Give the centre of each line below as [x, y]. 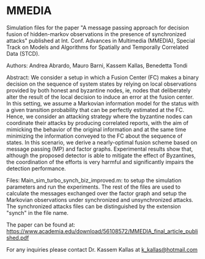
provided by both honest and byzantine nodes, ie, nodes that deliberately [99, 90]
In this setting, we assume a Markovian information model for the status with [102, 103]
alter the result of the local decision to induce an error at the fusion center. [100, 97]
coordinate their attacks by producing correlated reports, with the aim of [97, 122]
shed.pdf [18, 238]
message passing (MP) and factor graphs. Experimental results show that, [100, 149]
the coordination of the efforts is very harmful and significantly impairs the [100, 162]
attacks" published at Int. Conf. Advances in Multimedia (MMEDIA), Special [101, 40]
